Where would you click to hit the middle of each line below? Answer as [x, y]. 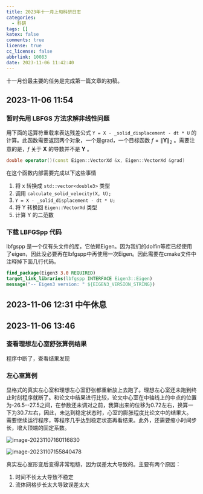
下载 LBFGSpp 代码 [34, 232]
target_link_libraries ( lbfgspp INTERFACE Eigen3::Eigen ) [79, 279]
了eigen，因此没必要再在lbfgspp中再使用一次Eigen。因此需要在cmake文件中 [101, 254]
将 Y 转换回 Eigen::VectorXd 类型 [56, 207]
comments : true [25, 40]
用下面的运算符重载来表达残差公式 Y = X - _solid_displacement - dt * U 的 [101, 133]
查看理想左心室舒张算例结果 [47, 344]
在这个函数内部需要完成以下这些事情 [51, 173]
